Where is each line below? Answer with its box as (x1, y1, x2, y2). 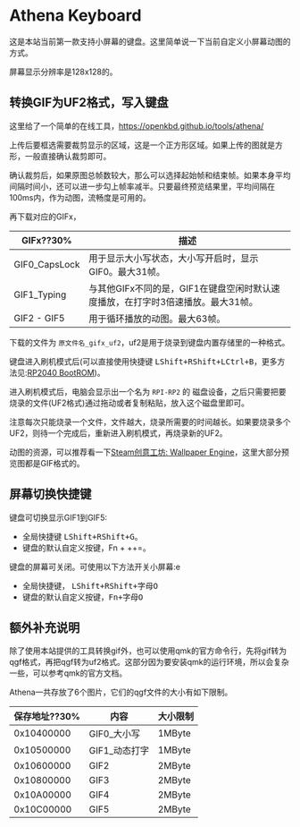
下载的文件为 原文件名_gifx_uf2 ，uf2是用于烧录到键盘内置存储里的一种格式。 (9, 337, 290, 347)
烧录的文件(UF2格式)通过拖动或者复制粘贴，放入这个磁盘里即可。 (9, 397, 250, 408)
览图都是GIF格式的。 (9, 457, 85, 468)
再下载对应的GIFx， (9, 211, 82, 222)
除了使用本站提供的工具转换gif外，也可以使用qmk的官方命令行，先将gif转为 (9, 645, 287, 656)
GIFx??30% (21, 234, 73, 246)
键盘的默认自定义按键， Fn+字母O (21, 592, 144, 602)
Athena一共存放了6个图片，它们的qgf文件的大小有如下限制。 (9, 686, 233, 698)
